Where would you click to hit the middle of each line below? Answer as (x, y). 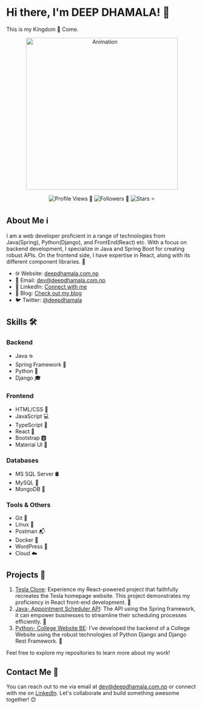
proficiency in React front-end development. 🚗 (73, 602)
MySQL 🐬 (27, 483)
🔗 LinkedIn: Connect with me (51, 286)
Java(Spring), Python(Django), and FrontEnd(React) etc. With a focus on (96, 242)
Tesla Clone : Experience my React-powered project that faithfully (96, 589)
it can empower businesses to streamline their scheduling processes (101, 615)
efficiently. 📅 (31, 622)
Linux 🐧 (25, 524)
